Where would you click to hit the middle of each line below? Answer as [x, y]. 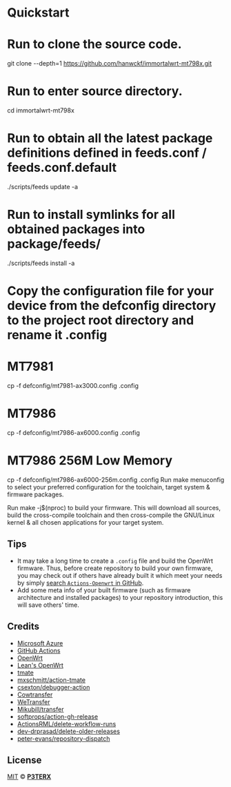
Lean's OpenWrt [40, 665]
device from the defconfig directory [112, 306]
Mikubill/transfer [40, 709]
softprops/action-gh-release [58, 717]
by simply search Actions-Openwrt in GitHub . [80, 583]
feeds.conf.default [62, 168]
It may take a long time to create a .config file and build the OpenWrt [115, 561]
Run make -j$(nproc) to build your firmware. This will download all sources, [114, 507]
